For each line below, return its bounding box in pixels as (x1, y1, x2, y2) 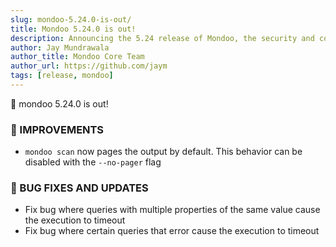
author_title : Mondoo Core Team (10, 52, 145, 62)
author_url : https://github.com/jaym (10, 61, 168, 71)
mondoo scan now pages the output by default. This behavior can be (24, 146, 303, 158)
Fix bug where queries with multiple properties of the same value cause (24, 204, 321, 216)
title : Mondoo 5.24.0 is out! (10, 24, 137, 34)
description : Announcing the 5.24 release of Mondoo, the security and (10, 33, 315, 43)
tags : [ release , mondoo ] (10, 71, 114, 81)
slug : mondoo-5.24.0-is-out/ (10, 14, 132, 25)
